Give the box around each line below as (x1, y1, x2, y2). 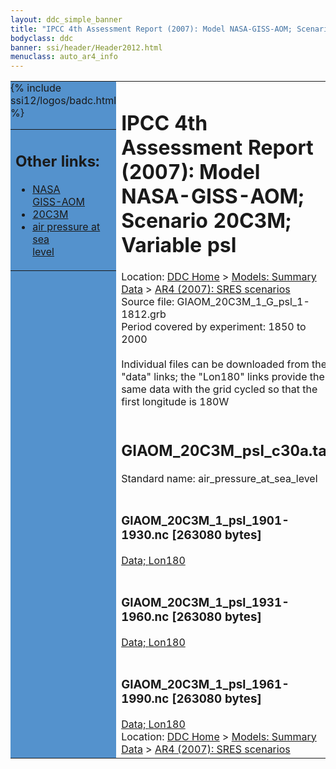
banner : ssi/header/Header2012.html (10, 42, 163, 53)
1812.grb (121, 307, 167, 321)
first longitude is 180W (121, 395, 230, 409)
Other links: (15, 151, 100, 171)
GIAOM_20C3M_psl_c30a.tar (121, 441, 333, 460)
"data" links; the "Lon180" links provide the (121, 370, 325, 384)
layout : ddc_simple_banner (10, 14, 123, 25)
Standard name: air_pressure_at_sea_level (121, 471, 318, 485)
